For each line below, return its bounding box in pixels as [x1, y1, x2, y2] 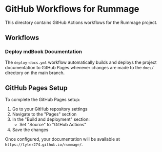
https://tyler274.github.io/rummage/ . [5, 141, 83, 147]
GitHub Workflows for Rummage [5, 3, 140, 15]
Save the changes [12, 127, 49, 133]
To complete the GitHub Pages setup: [5, 96, 81, 103]
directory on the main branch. [5, 70, 65, 76]
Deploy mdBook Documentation [5, 48, 82, 55]
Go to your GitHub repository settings [12, 106, 88, 112]
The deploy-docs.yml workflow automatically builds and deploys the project [5, 59, 157, 65]
